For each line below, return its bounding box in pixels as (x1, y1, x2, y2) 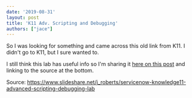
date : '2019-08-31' (6, 8, 56, 15)
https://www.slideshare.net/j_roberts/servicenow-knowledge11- (27, 79, 187, 86)
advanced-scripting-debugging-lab (6, 85, 95, 93)
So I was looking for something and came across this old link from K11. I (6, 42, 185, 50)
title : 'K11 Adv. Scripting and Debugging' (6, 20, 118, 26)
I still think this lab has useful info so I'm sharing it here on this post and (6, 60, 185, 68)
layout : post (6, 15, 39, 21)
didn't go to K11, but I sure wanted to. (6, 49, 99, 56)
